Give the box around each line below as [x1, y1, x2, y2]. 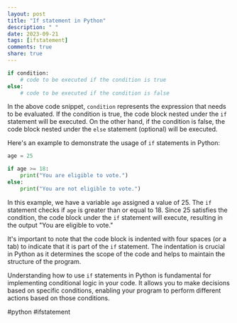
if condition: [7, 69, 50, 77]
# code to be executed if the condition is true [20, 76, 167, 83]
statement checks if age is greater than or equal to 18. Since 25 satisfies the [7, 206, 228, 214]
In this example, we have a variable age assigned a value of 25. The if [7, 198, 212, 206]
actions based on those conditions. [7, 293, 110, 302]
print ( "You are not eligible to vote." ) [20, 185, 141, 192]
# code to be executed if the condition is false [20, 90, 170, 97]
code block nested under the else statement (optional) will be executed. [7, 125, 218, 134]
